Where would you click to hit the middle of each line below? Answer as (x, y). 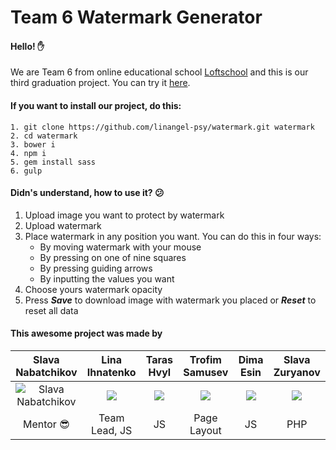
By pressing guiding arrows (96, 268)
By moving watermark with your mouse (120, 247)
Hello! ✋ (27, 46)
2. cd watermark (44, 136)
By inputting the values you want (107, 278)
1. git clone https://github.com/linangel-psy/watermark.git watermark (162, 127)
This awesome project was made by (86, 333)
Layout (205, 430)
